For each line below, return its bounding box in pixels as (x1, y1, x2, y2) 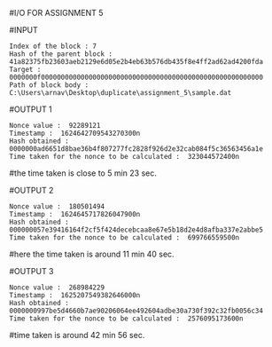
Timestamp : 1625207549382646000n (9, 291, 141, 300)
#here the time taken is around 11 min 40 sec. (9, 248, 175, 259)
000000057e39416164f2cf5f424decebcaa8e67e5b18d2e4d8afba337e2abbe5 (9, 225, 264, 234)
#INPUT (9, 25, 38, 35)
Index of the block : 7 (9, 42, 97, 51)
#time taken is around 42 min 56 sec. (9, 330, 145, 340)
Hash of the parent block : (9, 50, 113, 59)
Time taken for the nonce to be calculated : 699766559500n (9, 233, 240, 242)
